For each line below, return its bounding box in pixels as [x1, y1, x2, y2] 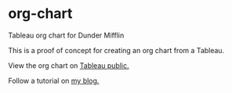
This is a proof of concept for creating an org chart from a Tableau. [8, 45, 225, 55]
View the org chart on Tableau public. [8, 60, 129, 70]
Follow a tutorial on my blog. [8, 76, 100, 85]
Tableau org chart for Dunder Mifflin [8, 30, 125, 40]
